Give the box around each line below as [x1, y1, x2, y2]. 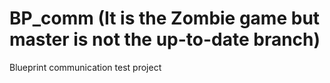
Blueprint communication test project [9, 61, 162, 73]
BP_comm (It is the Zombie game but [9, 7, 321, 30]
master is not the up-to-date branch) [9, 28, 321, 51]
